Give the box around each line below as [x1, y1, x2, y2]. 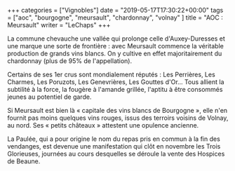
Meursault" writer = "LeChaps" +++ [7, 21, 111, 29]
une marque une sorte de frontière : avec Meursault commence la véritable [7, 42, 224, 50]
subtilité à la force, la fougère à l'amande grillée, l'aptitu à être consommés [7, 85, 223, 93]
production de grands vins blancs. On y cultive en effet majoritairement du [7, 49, 222, 57]
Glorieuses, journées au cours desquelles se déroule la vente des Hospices [7, 150, 225, 158]
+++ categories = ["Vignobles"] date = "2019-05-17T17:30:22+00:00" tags [7, 6, 224, 14]
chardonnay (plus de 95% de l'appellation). [7, 57, 133, 65]
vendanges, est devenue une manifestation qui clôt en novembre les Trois [7, 142, 221, 150]
